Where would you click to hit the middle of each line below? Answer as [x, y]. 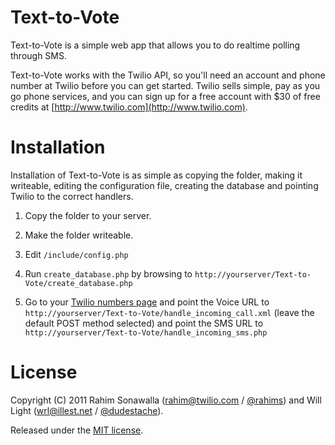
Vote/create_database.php [78, 283]
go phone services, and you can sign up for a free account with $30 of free [165, 96]
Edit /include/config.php [76, 254]
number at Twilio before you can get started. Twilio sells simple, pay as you [165, 85]
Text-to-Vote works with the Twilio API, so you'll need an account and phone [168, 75]
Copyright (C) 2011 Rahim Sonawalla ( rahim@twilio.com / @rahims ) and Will [166, 400]
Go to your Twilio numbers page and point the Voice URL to [147, 302]
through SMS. [39, 55]
